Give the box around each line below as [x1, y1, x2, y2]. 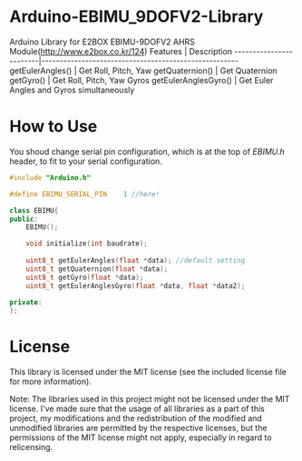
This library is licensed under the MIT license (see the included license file [9, 367, 287, 378]
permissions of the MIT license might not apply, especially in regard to [9, 432, 272, 443]
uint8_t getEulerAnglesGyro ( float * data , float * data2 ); [25, 281, 246, 291]
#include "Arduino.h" [9, 173, 92, 182]
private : [9, 297, 43, 307]
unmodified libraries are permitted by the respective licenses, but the [9, 423, 268, 434]
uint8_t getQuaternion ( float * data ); [25, 264, 169, 274]
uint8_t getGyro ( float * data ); [25, 273, 144, 282]
